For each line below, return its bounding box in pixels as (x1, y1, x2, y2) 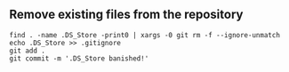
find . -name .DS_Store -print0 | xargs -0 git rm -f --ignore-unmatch (9, 30, 280, 39)
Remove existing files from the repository (9, 7, 244, 22)
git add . (9, 46, 46, 55)
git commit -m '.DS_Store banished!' (9, 53, 149, 63)
